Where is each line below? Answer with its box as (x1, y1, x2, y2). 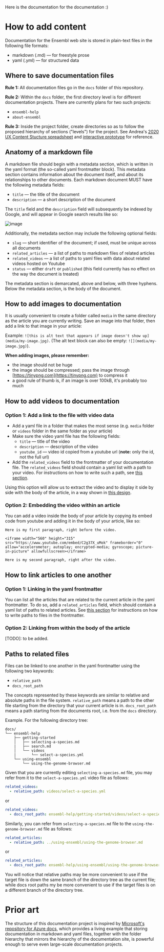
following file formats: (5, 43, 49, 48)
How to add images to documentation (5, 300, 122, 308)
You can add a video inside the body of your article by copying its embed (5, 513, 152, 519)
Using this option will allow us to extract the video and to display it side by (5, 484, 154, 490)
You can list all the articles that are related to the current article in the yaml (5, 597, 155, 603)
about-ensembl (12, 115, 41, 119)
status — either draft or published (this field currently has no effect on (12, 265, 155, 271)
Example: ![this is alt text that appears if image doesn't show (5, 333, 141, 338)
